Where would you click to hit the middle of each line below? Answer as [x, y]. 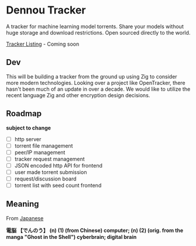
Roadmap [24, 114]
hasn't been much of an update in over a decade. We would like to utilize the [98, 89]
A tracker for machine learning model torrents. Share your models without [95, 26]
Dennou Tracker [46, 10]
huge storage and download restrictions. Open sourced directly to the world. [98, 32]
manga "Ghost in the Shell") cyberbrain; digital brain [71, 237]
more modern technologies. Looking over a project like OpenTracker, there [96, 83]
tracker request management [49, 159]
